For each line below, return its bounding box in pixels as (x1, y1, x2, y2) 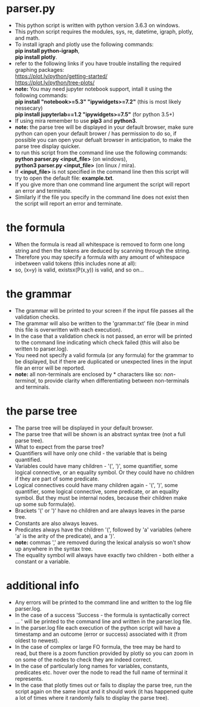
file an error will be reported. (14, 364, 85, 371)
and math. (14, 34, 40, 41)
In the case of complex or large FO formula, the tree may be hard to (14, 643, 181, 650)
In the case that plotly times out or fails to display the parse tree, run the (14, 681, 192, 688)
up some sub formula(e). (14, 500, 76, 507)
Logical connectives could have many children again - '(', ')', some (14, 481, 178, 488)
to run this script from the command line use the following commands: (14, 149, 188, 156)
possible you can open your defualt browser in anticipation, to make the (14, 136, 192, 143)
